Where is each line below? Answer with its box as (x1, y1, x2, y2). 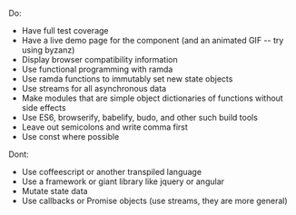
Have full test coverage (21, 25, 109, 35)
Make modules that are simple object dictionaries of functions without (21, 93, 283, 103)
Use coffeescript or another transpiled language (21, 167, 202, 177)
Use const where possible (21, 132, 120, 142)
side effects (21, 103, 66, 112)
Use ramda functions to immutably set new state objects (21, 73, 233, 84)
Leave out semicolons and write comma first (21, 122, 188, 132)
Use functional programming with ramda (21, 64, 173, 74)
